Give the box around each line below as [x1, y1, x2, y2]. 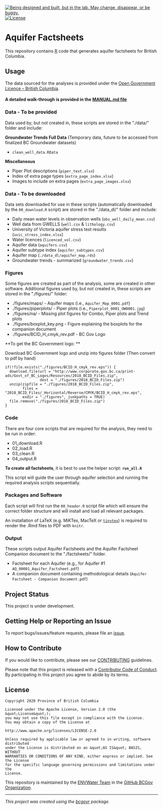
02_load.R [12, 445, 33, 451]
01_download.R [12, 440, 43, 446]
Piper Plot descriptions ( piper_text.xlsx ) [12, 168, 95, 174]
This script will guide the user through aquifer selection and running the [5, 475, 148, 480]
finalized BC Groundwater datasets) [5, 139, 77, 146]
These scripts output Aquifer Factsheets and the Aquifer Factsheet [5, 546, 138, 552]
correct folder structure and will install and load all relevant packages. [5, 508, 145, 514]
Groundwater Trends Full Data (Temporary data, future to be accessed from [5, 134, 158, 140]
